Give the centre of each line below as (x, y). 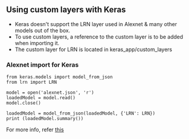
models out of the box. (42, 30)
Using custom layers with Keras (66, 10)
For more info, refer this (35, 129)
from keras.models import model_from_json (59, 77)
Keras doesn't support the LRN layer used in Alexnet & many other (96, 24)
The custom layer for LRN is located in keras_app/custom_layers (93, 49)
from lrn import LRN (32, 83)
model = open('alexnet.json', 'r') (50, 93)
